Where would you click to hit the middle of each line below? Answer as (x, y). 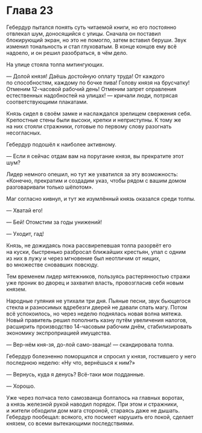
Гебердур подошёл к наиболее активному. (61, 144)
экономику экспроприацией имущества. (59, 333)
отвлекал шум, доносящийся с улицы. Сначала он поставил (84, 33)
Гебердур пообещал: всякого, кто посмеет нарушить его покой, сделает (100, 417)
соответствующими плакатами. (47, 102)
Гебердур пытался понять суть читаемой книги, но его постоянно (91, 27)
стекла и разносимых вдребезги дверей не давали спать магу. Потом (97, 307)
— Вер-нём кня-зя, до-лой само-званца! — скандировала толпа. (90, 344)
